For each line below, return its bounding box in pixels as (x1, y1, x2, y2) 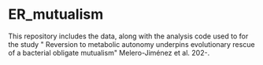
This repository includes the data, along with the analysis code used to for (8, 31, 249, 41)
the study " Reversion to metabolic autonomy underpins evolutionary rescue (8, 39, 255, 49)
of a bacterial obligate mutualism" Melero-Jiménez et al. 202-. (8, 48, 210, 57)
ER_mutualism (8, 5, 104, 23)
